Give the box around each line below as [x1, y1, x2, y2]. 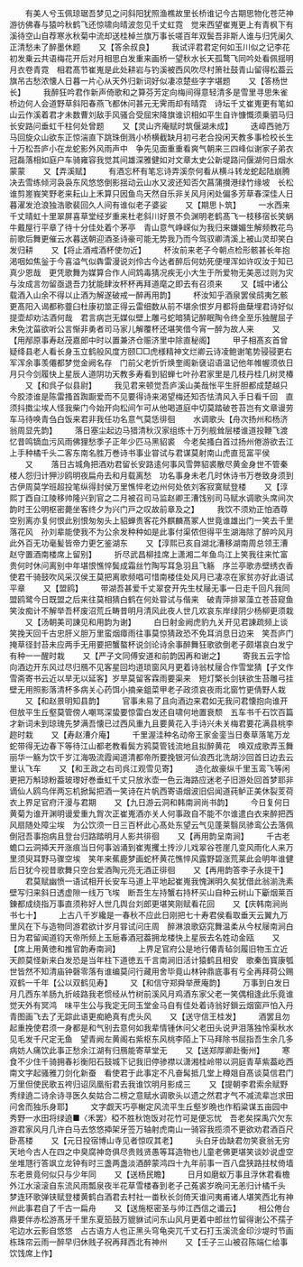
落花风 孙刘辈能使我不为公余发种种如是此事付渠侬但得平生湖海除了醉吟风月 [9, 527, 294, 537]
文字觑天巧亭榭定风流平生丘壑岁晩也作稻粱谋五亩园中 [89, 1101, 289, 1112]
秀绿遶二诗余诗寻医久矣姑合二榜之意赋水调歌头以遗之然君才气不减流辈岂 [9, 1090, 278, 1100]
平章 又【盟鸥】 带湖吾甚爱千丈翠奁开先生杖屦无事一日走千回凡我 [9, 583, 282, 593]
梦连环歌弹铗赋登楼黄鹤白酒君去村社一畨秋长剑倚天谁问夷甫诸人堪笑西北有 [9, 1191, 286, 1202]
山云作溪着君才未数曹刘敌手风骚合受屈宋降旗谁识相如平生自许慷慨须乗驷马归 [9, 109, 294, 120]
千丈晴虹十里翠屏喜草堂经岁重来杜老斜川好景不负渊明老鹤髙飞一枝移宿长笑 [9, 211, 286, 221]
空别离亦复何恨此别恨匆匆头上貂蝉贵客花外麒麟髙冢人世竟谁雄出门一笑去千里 [9, 515, 294, 526]
